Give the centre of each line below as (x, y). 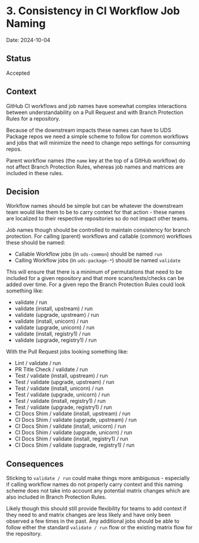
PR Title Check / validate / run (51, 370)
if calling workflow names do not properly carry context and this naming (94, 484)
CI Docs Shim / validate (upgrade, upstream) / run (76, 420)
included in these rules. (35, 173)
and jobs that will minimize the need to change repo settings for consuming (98, 142)
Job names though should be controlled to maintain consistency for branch (98, 230)
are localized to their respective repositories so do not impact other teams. (97, 218)
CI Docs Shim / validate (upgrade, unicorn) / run (73, 433)
